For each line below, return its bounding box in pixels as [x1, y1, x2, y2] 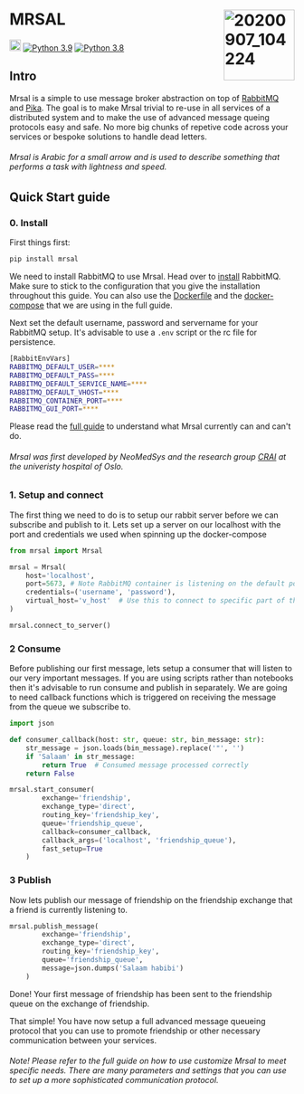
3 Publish [9, 874, 52, 887]
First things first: [9, 237, 71, 248]
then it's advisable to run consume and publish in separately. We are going [9, 682, 288, 693]
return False [25, 769, 75, 778]
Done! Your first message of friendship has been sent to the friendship [9, 988, 273, 999]
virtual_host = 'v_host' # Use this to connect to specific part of [25, 596, 285, 605]
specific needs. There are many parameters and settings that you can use [9, 1065, 287, 1076]
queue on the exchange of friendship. [9, 998, 150, 1009]
